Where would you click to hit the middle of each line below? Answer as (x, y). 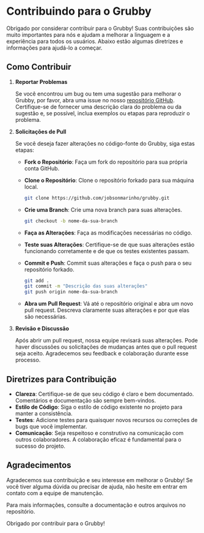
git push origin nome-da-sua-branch (71, 292)
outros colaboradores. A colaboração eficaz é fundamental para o (98, 439)
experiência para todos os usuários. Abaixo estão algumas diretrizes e (95, 41)
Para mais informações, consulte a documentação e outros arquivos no (96, 505)
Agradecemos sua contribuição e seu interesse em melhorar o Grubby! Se (100, 480)
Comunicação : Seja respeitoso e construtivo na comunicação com (99, 433)
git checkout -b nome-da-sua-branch (71, 221)
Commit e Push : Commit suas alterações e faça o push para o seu (108, 263)
